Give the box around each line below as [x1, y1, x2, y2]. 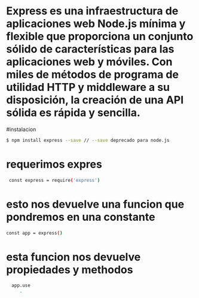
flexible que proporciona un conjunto [6, 30, 194, 43]
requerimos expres [6, 157, 103, 171]
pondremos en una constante [6, 210, 155, 224]
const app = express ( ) [6, 230, 63, 236]
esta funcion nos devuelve [6, 250, 141, 264]
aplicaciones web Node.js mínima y [6, 17, 186, 31]
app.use [11, 282, 31, 288]
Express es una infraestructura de [6, 4, 179, 18]
